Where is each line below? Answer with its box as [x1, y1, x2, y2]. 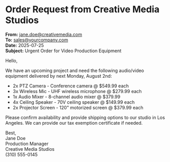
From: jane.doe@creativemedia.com [5, 31, 82, 37]
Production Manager [5, 141, 49, 147]
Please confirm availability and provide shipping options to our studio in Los [5, 114, 165, 121]
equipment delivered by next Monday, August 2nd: [5, 73, 112, 79]
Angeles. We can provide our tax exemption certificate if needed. [5, 120, 143, 126]
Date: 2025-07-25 [5, 42, 45, 48]
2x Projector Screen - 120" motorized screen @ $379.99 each [12, 104, 143, 110]
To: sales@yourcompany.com [5, 37, 68, 43]
